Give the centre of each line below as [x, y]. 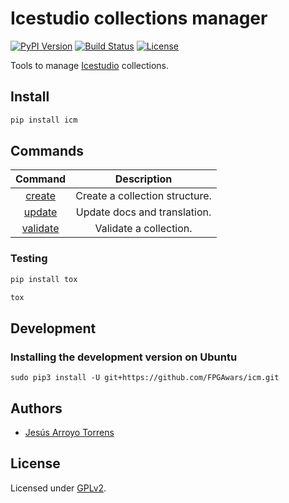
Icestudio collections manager [139, 18]
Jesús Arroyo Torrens [69, 432]
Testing [29, 259]
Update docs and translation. [143, 212]
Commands [47, 151]
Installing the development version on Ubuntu [124, 357]
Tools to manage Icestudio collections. [90, 65]
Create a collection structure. [143, 196]
